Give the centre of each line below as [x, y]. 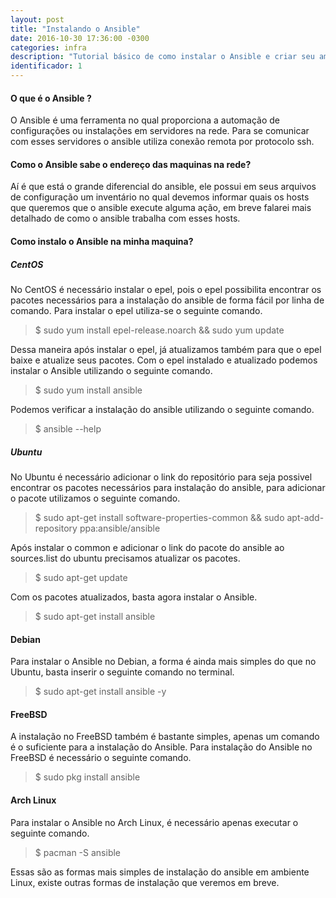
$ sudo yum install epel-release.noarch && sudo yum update [159, 330]
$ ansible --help [68, 428]
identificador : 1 [46, 66]
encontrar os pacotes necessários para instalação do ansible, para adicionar [168, 487]
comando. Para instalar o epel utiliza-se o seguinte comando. [136, 310]
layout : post [37, 19]
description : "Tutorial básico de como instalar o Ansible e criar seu [162, 57]
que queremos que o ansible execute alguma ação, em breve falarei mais [161, 208]
